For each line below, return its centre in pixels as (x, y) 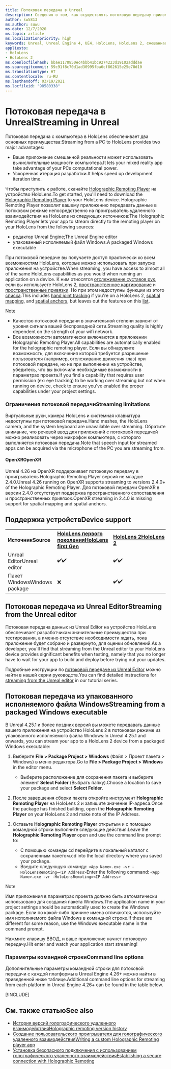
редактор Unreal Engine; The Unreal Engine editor (65, 237)
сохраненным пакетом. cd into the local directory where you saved (91, 855)
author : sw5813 (21, 19)
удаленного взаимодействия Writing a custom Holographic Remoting (86, 1039)
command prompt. (25, 928)
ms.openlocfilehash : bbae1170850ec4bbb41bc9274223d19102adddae (74, 62)
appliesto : (17, 48)
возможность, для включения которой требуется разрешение (81, 353)
